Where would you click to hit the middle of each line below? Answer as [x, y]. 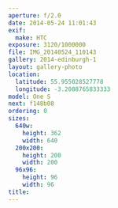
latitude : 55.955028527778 [59, 81]
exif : [17, 30]
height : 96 [40, 178]
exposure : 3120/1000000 [47, 45]
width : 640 [40, 140]
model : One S [29, 96]
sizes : [19, 119]
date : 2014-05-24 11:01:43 [52, 23]
